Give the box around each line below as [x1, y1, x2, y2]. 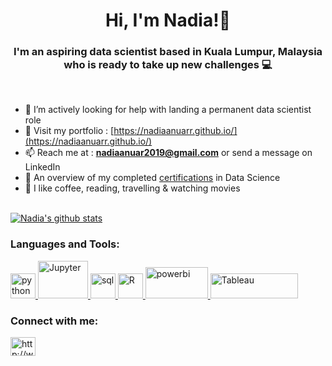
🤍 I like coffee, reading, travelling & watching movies [24, 182, 241, 194]
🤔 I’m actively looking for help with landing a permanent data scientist [24, 104, 312, 116]
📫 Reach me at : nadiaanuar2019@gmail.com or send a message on [24, 147, 313, 159]
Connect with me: [10, 314, 99, 328]
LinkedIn [24, 161, 61, 173]
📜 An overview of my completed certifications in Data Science [24, 172, 281, 184]
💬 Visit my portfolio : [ [24, 125, 115, 137]
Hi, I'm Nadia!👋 [104, 9, 232, 32]
